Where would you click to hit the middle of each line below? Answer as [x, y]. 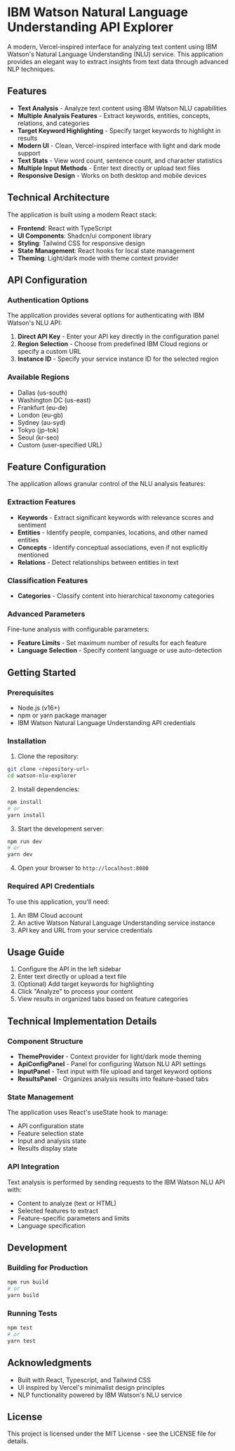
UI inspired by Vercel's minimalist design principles [91, 1387]
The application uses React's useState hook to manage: [88, 1113]
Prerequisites [31, 692]
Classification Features [48, 580]
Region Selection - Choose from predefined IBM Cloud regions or [113, 344]
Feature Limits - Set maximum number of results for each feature [112, 643]
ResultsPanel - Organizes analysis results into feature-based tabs [113, 1079]
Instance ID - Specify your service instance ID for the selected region [118, 359]
